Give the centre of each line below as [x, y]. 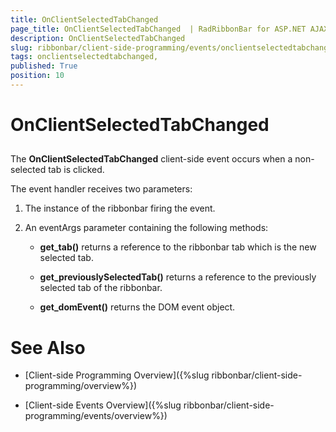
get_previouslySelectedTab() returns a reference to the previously [178, 277]
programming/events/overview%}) [96, 416]
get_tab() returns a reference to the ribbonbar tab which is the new [178, 247]
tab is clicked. [76, 170]
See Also [48, 347]
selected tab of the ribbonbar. [101, 288]
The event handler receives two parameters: [101, 189]
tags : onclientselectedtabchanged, [84, 57]
